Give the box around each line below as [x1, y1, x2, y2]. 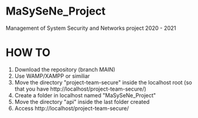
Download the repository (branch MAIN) [14, 66, 116, 73]
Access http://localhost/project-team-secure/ [14, 105, 129, 112]
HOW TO [5, 46, 51, 60]
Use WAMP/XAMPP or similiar [14, 72, 90, 80]
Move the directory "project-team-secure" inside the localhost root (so [14, 78, 193, 86]
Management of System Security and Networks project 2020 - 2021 [5, 24, 177, 32]
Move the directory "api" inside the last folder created [14, 98, 150, 105]
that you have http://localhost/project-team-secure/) [14, 85, 147, 92]
